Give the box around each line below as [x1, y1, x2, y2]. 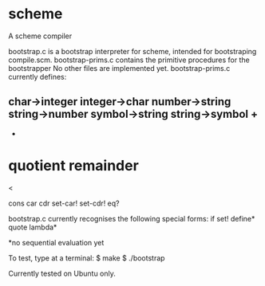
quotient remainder [8, 156, 140, 174]
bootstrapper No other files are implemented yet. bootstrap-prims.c [8, 63, 231, 72]
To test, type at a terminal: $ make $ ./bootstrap [8, 253, 165, 263]
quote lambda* [8, 222, 57, 232]
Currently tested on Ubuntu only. [8, 268, 116, 278]
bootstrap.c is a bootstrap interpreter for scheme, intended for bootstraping [8, 46, 257, 56]
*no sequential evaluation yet [8, 237, 105, 247]
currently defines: [8, 72, 67, 81]
